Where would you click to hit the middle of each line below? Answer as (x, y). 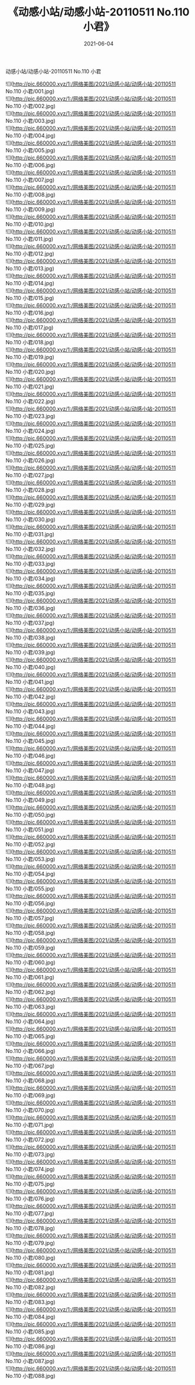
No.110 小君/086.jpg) (30, 1346)
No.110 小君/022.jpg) (30, 401)
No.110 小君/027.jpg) (30, 475)
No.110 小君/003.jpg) (30, 120)
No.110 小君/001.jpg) (30, 91)
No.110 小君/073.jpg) (30, 1154)
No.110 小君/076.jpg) (30, 1198)
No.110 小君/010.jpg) (30, 224)
